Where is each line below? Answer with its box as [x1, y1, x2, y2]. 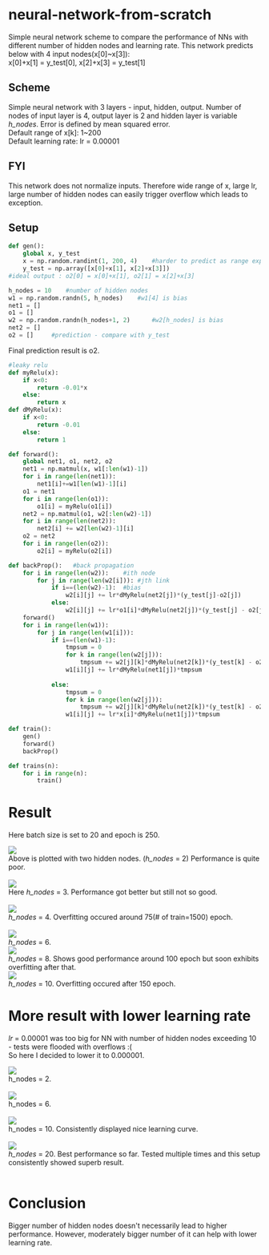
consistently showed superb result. [8, 1158, 124, 1168]
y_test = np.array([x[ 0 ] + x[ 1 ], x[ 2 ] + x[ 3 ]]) [22, 264, 171, 272]
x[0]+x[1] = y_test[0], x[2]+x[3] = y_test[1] [8, 58, 146, 67]
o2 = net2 [22, 532, 56, 540]
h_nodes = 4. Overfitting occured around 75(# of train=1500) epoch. [8, 912, 234, 922]
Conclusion [8, 1194, 86, 1213]
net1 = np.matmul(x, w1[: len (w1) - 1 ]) [22, 465, 149, 474]
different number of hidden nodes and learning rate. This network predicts [8, 40, 254, 50]
